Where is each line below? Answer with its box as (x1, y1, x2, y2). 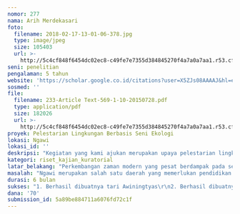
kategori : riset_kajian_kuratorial (7, 156, 114, 164)
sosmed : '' (7, 83, 40, 91)
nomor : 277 (7, 10, 40, 18)
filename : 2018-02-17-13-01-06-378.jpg (14, 30, 133, 38)
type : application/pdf (14, 103, 81, 111)
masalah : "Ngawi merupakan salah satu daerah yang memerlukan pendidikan (7, 169, 232, 177)
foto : (7, 24, 24, 31)
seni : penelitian (7, 63, 59, 71)
